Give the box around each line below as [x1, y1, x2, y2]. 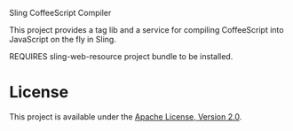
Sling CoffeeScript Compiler [9, 8, 112, 18]
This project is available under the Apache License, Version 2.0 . [9, 111, 242, 122]
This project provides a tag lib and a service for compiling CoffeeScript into [9, 25, 284, 35]
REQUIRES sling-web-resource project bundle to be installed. [9, 51, 234, 61]
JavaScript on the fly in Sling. [9, 35, 117, 44]
